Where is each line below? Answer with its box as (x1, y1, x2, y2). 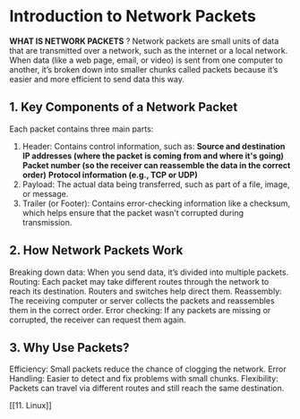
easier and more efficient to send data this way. (9, 73, 185, 84)
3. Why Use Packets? (9, 339, 130, 355)
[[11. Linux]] (9, 400, 52, 411)
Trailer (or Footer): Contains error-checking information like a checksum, (21, 198, 291, 209)
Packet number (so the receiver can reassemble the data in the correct (21, 159, 291, 170)
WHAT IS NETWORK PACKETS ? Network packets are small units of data (9, 35, 279, 47)
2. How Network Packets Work (9, 243, 184, 258)
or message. (21, 188, 69, 199)
